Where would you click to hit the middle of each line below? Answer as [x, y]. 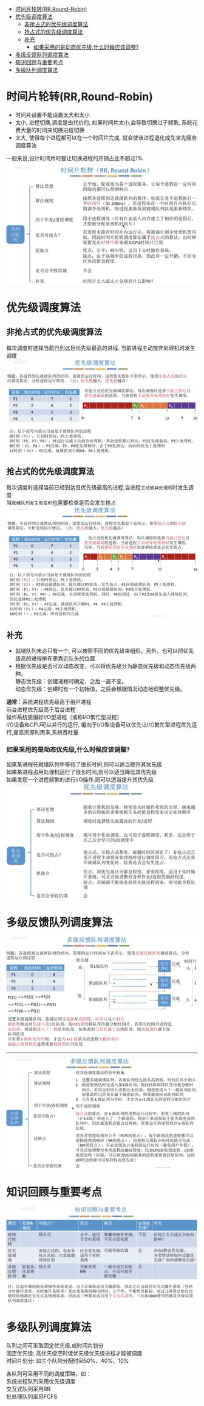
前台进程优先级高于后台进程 [41, 709]
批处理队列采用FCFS [32, 1397]
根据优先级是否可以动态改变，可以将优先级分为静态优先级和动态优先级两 [105, 666]
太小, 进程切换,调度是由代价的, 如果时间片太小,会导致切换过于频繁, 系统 [104, 122]
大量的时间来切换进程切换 [53, 130]
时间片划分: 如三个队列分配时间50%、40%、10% [68, 1361]
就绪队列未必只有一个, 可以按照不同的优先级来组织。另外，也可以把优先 [104, 651]
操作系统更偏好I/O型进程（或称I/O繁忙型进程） [64, 717]
